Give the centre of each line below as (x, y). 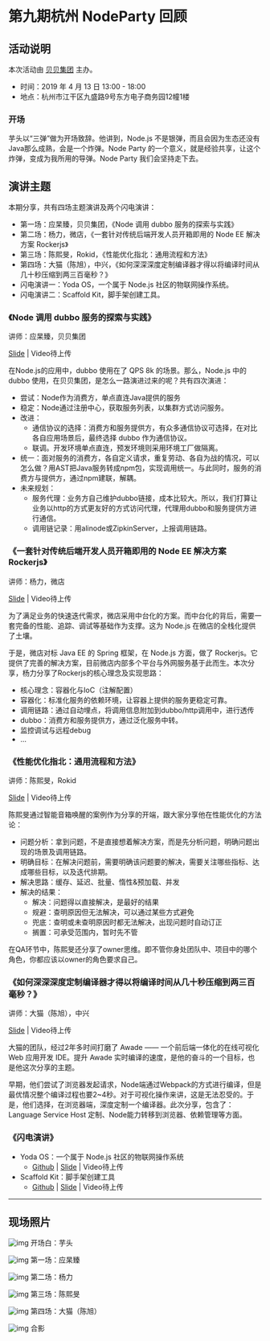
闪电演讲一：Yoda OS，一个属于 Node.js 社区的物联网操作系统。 (127, 285)
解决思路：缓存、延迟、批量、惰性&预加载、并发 (100, 882)
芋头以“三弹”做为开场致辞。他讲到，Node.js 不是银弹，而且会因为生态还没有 (134, 138)
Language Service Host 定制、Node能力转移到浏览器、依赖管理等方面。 (127, 1115)
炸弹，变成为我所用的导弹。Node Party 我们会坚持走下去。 (106, 158)
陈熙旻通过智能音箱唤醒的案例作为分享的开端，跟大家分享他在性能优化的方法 (135, 814)
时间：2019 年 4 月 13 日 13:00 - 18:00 (83, 86)
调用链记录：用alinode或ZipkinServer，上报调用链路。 (121, 528)
